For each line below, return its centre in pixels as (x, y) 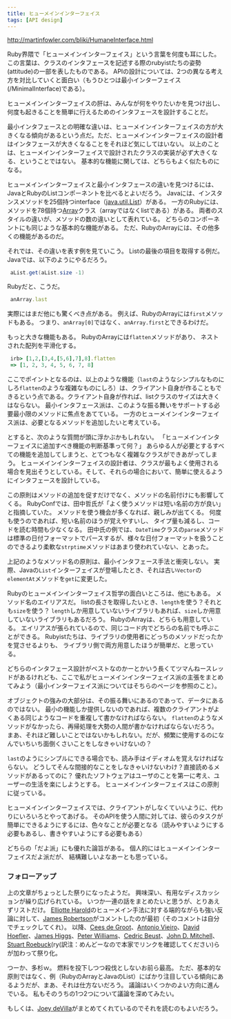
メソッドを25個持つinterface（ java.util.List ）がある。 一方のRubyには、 (121, 202)
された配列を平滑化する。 (43, 345)
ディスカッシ (202, 893)
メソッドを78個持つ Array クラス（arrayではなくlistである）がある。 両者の (112, 210)
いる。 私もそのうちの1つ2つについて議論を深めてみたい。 (95, 994)
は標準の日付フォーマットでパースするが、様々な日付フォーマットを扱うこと (116, 538)
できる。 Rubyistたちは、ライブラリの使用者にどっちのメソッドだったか (121, 637)
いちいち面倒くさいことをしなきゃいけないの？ (86, 744)
